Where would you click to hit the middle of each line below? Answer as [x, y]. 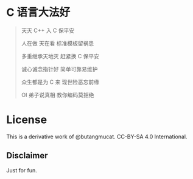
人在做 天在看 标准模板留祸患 [58, 43]
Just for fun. [22, 170]
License [27, 120]
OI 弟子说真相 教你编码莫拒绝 [58, 95]
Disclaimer [27, 156]
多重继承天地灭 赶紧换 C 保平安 [60, 56]
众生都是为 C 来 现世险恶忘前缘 [60, 82]
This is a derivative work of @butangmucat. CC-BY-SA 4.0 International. [97, 137]
